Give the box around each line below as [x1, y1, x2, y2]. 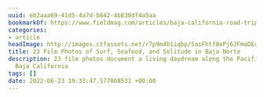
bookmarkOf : [8, 19, 47, 27]
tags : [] [8, 70, 37, 77]
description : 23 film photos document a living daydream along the [8, 56, 234, 63]
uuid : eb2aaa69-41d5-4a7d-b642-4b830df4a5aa [8, 11, 156, 20]
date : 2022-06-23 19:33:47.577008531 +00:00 [8, 77, 156, 84]
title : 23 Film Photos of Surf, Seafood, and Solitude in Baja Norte [8, 48, 241, 56]
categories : [8, 26, 47, 34]
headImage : [8, 41, 44, 48]
